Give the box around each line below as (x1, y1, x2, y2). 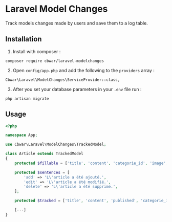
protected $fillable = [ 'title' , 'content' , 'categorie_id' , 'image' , (14, 161, 168, 166)
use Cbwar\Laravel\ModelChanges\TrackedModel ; (5, 142, 106, 147)
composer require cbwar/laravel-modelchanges (5, 58, 104, 63)
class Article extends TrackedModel (5, 151, 83, 157)
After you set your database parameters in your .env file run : (12, 86, 142, 92)
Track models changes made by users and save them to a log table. (5, 20, 148, 26)
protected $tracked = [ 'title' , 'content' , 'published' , (14, 198, 139, 204)
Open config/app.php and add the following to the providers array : (12, 67, 155, 73)
